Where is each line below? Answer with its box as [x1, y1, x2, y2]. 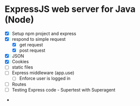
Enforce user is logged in [19, 76, 70, 82]
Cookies [11, 59, 29, 65]
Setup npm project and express [11, 30, 76, 36]
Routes [11, 81, 27, 87]
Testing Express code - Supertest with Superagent [11, 87, 116, 93]
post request [19, 47, 46, 53]
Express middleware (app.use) [11, 70, 74, 76]
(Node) [4, 14, 34, 25]
